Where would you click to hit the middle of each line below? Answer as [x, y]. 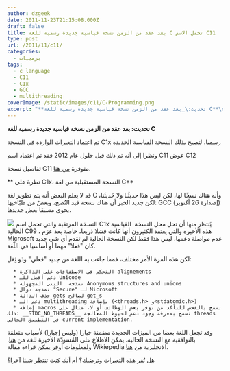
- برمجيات [27, 58]
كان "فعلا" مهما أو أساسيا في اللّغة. [51, 246]
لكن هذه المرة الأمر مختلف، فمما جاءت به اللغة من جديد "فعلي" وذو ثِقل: [99, 259]
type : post [23, 39]
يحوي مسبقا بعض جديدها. [39, 209]
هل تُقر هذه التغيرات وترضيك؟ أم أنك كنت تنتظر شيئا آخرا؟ [81, 360]
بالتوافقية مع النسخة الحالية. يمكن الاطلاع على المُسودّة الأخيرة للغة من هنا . [101, 339]
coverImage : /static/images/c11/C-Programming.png [81, 103]
